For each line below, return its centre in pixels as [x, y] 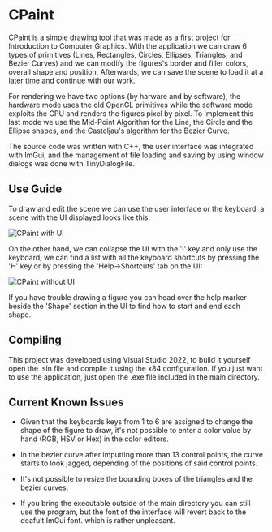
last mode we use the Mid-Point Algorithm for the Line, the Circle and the [131, 122]
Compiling [35, 340]
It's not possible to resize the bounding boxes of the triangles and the [136, 479]
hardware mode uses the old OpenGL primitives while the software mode [131, 105]
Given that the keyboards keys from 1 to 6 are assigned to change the [136, 422]
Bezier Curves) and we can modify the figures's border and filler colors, [129, 63]
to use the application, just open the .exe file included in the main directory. [134, 377]
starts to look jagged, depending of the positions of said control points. [139, 463]
